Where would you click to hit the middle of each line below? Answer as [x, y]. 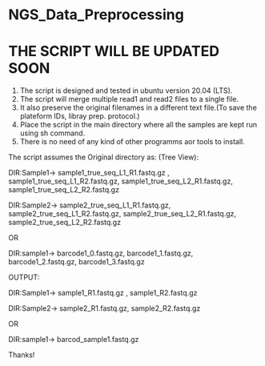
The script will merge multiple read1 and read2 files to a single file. [129, 99]
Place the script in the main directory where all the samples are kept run [139, 125]
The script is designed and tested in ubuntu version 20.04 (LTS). [126, 90]
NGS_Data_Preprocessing [96, 15]
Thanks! [22, 355]
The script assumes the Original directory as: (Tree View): [103, 157]
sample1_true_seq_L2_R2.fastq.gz [64, 190]
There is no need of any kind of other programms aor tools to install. [132, 142]
